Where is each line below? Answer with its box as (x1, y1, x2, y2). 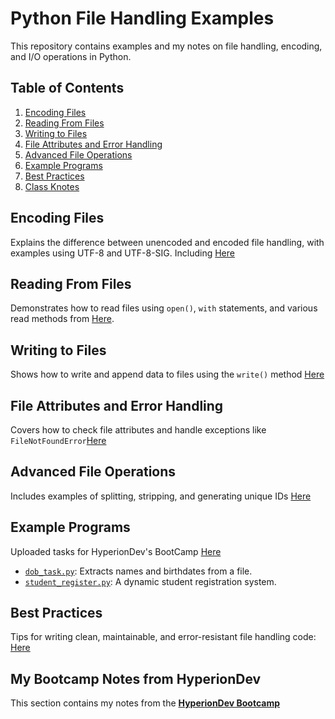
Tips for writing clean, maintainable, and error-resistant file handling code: (10, 631, 317, 643)
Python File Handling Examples (10, 7, 275, 30)
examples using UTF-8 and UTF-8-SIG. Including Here (10, 247, 235, 259)
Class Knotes (24, 180, 80, 192)
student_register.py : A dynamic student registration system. (24, 575, 277, 587)
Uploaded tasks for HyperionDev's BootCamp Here (10, 545, 222, 557)
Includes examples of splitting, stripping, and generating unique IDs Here (10, 490, 312, 502)
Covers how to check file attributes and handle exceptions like (10, 424, 267, 436)
